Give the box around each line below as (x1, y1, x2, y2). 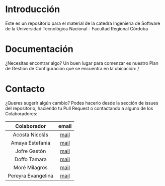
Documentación (5, 43, 74, 55)
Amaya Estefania (11, 139, 51, 146)
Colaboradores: (5, 110, 38, 117)
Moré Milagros (13, 164, 48, 171)
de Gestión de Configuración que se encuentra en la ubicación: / (5, 65, 139, 71)
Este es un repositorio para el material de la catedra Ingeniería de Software (5, 20, 160, 26)
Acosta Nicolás (13, 131, 49, 138)
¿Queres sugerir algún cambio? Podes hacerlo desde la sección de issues (5, 100, 158, 106)
